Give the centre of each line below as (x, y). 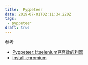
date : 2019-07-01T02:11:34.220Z (38, 14)
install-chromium (29, 58)
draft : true (17, 28)
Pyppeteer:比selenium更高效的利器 (48, 52)
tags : (11, 18)
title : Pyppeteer (24, 9)
